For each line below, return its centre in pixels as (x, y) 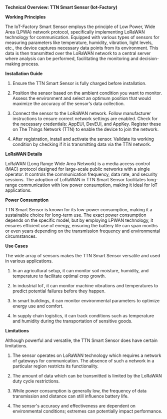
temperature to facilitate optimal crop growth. (59, 276)
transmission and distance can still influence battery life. (70, 396)
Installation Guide (24, 74)
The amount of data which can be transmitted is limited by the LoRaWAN (87, 376)
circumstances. (21, 236)
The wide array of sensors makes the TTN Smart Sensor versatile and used (83, 256)
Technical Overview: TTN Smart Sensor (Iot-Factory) (61, 7)
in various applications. (29, 261)
